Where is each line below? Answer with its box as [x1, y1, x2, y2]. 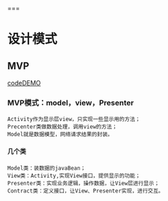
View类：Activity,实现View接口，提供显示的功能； [7, 172, 141, 179]
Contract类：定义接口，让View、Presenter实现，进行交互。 [7, 187, 164, 195]
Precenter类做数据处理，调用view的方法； [7, 123, 118, 130]
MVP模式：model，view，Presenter [7, 98, 134, 108]
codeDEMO [7, 79, 41, 87]
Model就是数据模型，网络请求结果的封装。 [7, 131, 113, 138]
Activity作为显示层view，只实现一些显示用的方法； [7, 115, 140, 123]
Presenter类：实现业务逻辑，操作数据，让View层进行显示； [7, 180, 159, 187]
